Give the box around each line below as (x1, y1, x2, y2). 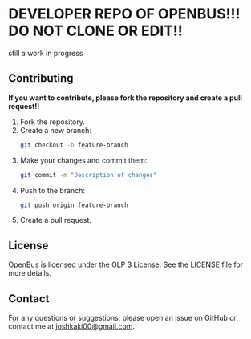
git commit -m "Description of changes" (19, 171, 157, 179)
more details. (8, 268, 52, 278)
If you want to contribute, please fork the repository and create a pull (8, 93, 243, 103)
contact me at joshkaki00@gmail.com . (8, 321, 135, 331)
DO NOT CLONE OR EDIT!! (8, 22, 183, 40)
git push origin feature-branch (19, 201, 128, 209)
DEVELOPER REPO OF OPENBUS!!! (8, 5, 241, 23)
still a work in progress (8, 48, 83, 58)
